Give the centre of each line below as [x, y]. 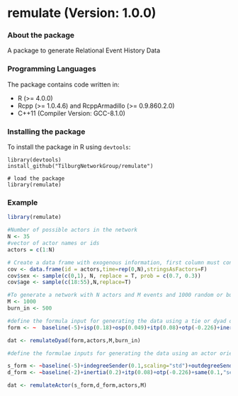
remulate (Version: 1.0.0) [82, 13]
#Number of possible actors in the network [73, 230]
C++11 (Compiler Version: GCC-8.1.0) [72, 113]
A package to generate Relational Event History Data [84, 50]
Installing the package [46, 131]
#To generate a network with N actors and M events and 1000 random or [115, 295]
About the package [41, 35]
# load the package [36, 179]
